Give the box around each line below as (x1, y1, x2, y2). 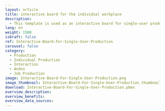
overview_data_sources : (5, 99, 54, 104)
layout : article (5, 7, 38, 12)
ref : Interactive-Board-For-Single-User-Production (5, 39, 113, 44)
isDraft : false (5, 35, 36, 40)
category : (5, 48, 26, 53)
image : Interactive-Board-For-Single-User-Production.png (5, 76, 126, 81)
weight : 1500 (5, 30, 32, 35)
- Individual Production (9, 57, 60, 62)
